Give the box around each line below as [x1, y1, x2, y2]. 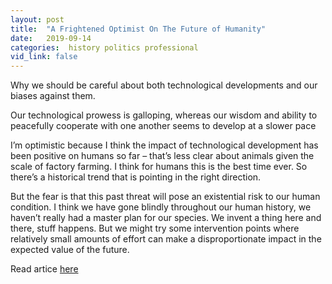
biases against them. [10, 90, 96, 102]
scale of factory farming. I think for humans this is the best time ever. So [10, 161, 308, 173]
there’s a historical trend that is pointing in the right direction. [10, 171, 262, 183]
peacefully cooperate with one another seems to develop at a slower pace [10, 120, 317, 132]
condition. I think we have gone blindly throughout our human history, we [10, 201, 312, 213]
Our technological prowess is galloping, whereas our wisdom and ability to [10, 109, 318, 121]
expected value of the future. [10, 244, 130, 256]
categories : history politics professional [10, 42, 199, 53]
